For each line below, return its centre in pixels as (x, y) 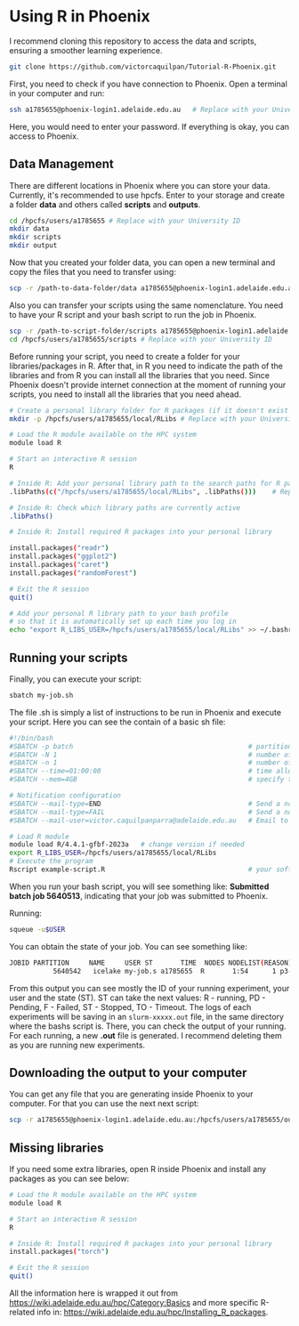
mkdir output (33, 246)
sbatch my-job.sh (41, 695)
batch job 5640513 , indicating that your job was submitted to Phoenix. (139, 895)
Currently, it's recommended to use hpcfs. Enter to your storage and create (147, 195)
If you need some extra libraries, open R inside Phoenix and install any (138, 1169)
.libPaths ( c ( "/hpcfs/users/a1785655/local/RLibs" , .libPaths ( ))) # (143, 491)
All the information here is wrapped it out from (94, 1293)
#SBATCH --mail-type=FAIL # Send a (145, 812)
